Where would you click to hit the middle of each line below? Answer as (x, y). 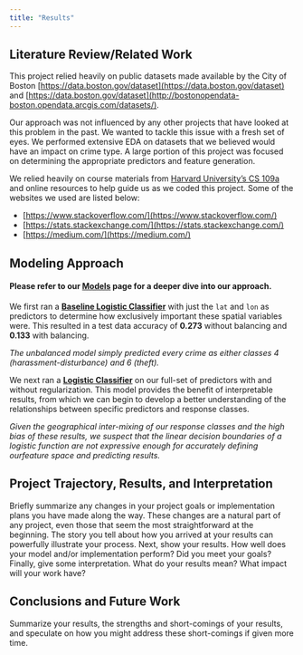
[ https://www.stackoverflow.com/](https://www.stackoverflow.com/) (150, 216)
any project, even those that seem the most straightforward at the (132, 525)
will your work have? (47, 573)
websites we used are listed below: (75, 198)
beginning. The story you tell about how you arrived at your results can (142, 535)
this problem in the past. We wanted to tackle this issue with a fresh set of (147, 132)
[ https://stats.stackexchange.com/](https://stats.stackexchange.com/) (153, 225)
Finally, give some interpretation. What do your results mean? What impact (148, 563)
